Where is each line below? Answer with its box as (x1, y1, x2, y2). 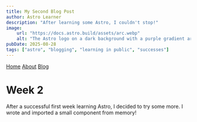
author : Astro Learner (6, 14, 62, 20)
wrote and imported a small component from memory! (6, 109, 137, 116)
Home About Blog (6, 63, 49, 70)
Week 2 (6, 83, 44, 97)
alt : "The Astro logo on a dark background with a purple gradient (16, 36, 185, 42)
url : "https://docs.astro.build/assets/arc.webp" (16, 30, 141, 36)
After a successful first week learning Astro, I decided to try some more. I (6, 103, 184, 110)
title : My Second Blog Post (6, 8, 75, 15)
